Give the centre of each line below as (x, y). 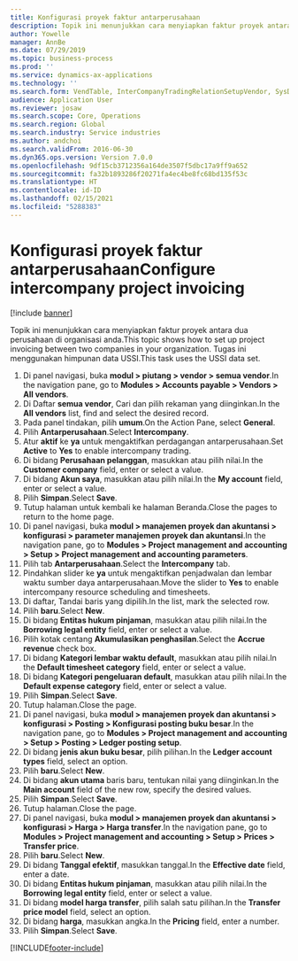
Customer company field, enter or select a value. (113, 469)
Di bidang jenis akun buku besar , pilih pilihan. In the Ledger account (147, 752)
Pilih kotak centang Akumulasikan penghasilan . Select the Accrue (144, 639)
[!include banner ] (42, 313)
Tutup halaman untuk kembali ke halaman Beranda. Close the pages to (150, 507)
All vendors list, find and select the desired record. (116, 413)
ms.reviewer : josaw (46, 108)
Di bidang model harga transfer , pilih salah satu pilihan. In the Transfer (152, 902)
